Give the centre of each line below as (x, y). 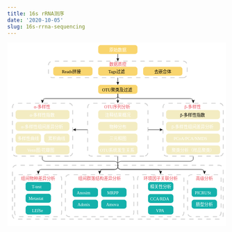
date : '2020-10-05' (35, 20)
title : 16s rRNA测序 (36, 14)
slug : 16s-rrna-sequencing (46, 26)
